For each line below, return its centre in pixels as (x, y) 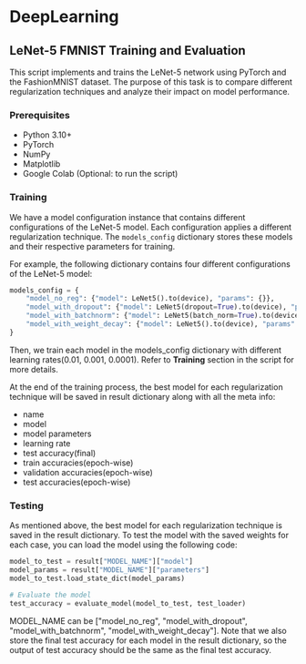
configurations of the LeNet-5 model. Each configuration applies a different (151, 227)
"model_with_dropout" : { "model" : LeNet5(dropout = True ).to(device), (156, 307)
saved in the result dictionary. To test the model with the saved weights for (149, 536)
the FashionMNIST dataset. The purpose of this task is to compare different (151, 82)
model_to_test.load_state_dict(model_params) (97, 578)
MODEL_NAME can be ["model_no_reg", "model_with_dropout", (128, 620)
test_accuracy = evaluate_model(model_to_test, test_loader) (128, 603)
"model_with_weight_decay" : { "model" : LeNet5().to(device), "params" (161, 324)
